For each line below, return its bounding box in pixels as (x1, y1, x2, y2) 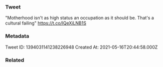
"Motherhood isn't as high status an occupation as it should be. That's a (5, 15, 154, 21)
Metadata (5, 32, 29, 39)
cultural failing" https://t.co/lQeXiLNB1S (5, 20, 87, 26)
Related (5, 56, 25, 63)
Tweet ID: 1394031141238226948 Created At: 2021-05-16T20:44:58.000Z (5, 44, 158, 50)
